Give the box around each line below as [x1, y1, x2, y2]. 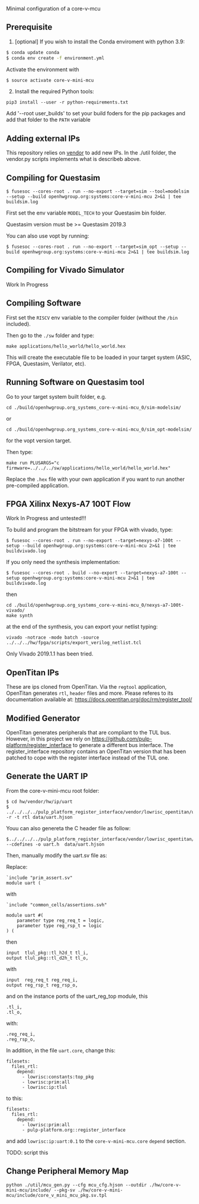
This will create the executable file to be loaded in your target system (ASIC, [6, 354, 192, 361]
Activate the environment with [6, 65, 79, 73]
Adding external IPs [6, 133, 81, 143]
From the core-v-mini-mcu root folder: [6, 787, 99, 794]
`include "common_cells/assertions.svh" [6, 902, 108, 908]
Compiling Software [6, 298, 82, 308]
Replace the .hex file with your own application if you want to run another [6, 475, 185, 483]
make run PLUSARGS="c [6, 460, 60, 466]
